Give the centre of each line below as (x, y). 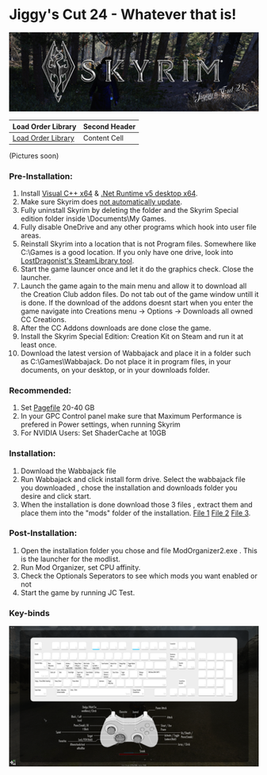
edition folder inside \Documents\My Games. (93, 218)
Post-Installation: (43, 534)
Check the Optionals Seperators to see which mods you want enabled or (139, 576)
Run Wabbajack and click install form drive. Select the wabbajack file (133, 479)
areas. (31, 235)
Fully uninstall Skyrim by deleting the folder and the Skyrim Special (129, 210)
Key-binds (29, 613)
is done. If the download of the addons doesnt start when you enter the (137, 302)
